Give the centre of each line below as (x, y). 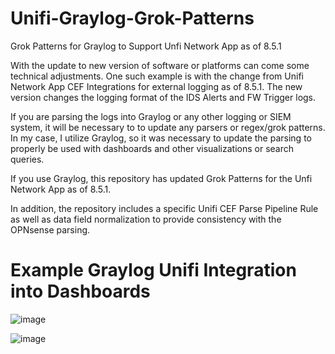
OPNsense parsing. (50, 229)
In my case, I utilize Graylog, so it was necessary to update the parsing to (161, 138)
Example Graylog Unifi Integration (153, 270)
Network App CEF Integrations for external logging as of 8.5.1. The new (156, 86)
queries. (27, 159)
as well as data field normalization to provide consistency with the (146, 219)
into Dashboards (80, 291)
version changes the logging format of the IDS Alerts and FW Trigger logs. (163, 97)
